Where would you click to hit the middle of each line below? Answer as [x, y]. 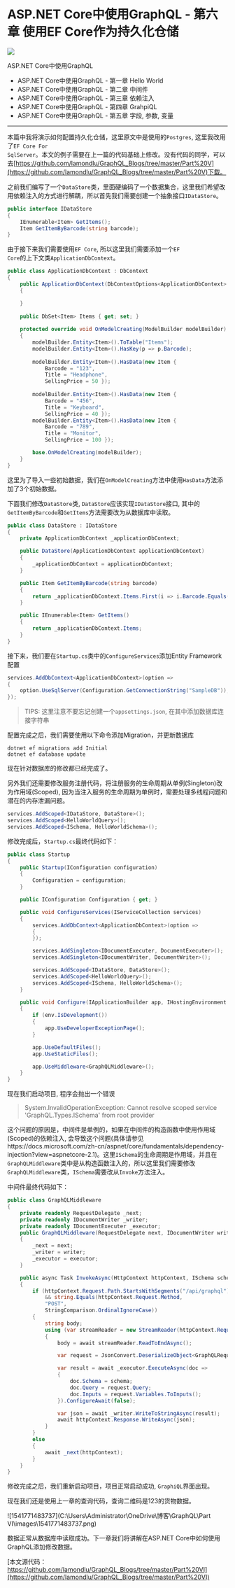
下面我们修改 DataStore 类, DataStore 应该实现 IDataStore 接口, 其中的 [104, 503]
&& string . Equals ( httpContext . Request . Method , [114, 1298]
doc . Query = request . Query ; [111, 1387]
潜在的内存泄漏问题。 [38, 801]
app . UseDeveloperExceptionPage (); [95, 1028]
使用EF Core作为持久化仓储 [100, 32]
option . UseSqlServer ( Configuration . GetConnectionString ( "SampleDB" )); [125, 691]
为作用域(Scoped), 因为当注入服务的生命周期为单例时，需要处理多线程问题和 [117, 792]
